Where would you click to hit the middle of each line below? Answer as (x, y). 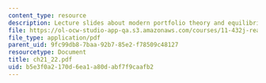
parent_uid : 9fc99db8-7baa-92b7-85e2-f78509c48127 (93, 45)
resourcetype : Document (47, 52)
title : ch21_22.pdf (40, 60)
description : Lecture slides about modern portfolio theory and (116, 23)
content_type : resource (47, 15)
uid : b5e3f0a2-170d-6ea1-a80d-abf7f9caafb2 (81, 67)
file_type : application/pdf (55, 38)
